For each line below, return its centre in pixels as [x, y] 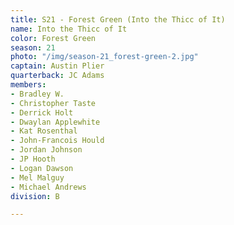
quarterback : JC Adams [57, 76]
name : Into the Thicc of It [69, 29]
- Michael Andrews [48, 187]
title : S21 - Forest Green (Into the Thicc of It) [118, 19]
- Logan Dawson [42, 168]
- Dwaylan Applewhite [55, 122]
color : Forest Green [53, 38]
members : [28, 85]
